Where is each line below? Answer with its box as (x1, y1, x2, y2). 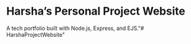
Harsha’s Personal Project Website (6, 4, 186, 18)
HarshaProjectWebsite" (6, 31, 65, 38)
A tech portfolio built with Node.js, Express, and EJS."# (6, 24, 145, 32)
